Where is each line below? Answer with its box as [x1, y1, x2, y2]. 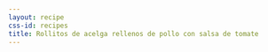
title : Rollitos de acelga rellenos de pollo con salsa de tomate [8, 29, 259, 38]
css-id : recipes [8, 21, 68, 30]
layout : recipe [8, 12, 65, 22]
